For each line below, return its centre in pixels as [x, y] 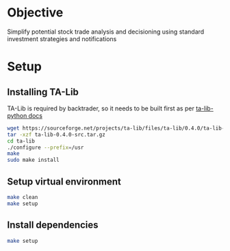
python [17, 115]
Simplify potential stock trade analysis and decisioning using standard [106, 32]
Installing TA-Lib [43, 92]
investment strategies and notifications [62, 38]
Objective [35, 13]
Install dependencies [53, 225]
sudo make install [33, 160]
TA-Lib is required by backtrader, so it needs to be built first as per [101, 108]
